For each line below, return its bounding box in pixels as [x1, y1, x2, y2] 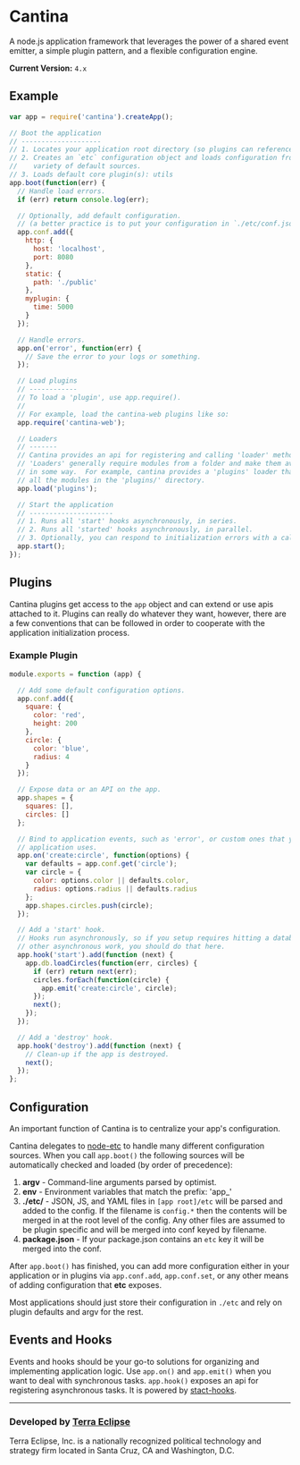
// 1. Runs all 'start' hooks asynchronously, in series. [17, 517, 238, 526]
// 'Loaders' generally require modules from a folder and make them [17, 459, 281, 469]
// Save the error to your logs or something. [25, 351, 202, 361]
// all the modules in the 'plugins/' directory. [17, 476, 205, 485]
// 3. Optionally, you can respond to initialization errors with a [17, 534, 278, 543]
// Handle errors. [17, 335, 87, 344]
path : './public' [32, 277, 98, 287]
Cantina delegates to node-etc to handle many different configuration [9, 1140, 265, 1151]
